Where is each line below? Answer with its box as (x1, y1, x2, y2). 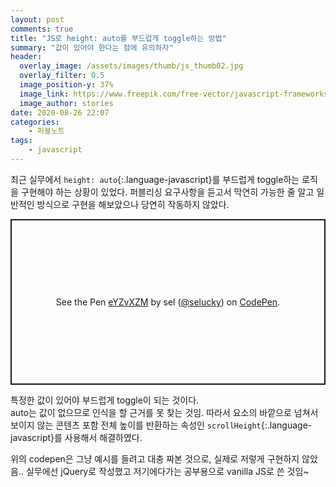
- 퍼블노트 (28, 126, 65, 136)
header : (10, 52, 43, 62)
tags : (10, 136, 33, 146)
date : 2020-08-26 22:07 (10, 107, 110, 118)
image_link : (19, 89, 70, 99)
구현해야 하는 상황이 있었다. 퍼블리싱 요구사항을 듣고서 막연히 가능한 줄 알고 (20, 186, 315, 198)
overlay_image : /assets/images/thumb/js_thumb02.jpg (19, 61, 244, 71)
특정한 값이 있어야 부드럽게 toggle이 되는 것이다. (10, 394, 200, 406)
